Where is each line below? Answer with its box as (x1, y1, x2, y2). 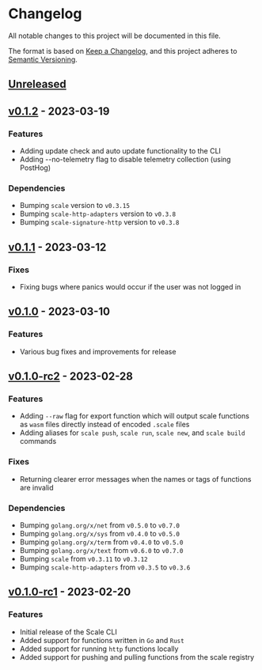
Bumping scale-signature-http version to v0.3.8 (19, 218, 180, 227)
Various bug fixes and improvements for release (19, 346, 177, 356)
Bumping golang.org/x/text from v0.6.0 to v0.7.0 (19, 545, 184, 555)
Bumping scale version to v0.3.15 (19, 201, 131, 210)
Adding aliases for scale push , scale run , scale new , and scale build (19, 428, 245, 437)
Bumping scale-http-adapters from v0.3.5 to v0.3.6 (19, 562, 191, 572)
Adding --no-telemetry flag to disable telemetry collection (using (19, 155, 231, 165)
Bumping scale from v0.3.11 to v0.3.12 (19, 554, 148, 563)
